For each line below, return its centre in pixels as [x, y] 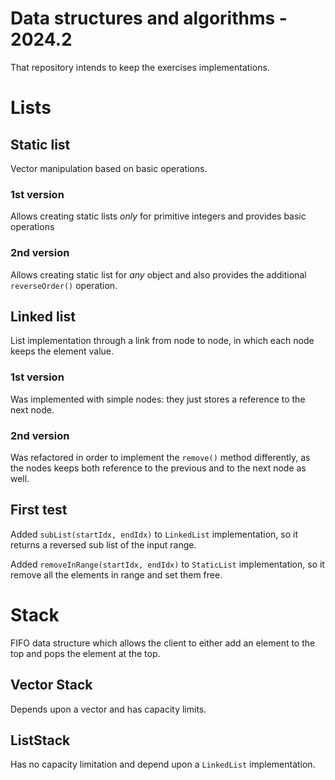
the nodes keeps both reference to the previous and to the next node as [158, 468]
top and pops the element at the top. [85, 653]
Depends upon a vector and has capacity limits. [108, 709]
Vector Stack [51, 685]
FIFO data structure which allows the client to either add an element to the [163, 643]
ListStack [40, 740]
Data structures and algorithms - [149, 18]
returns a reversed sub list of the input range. [103, 544]
